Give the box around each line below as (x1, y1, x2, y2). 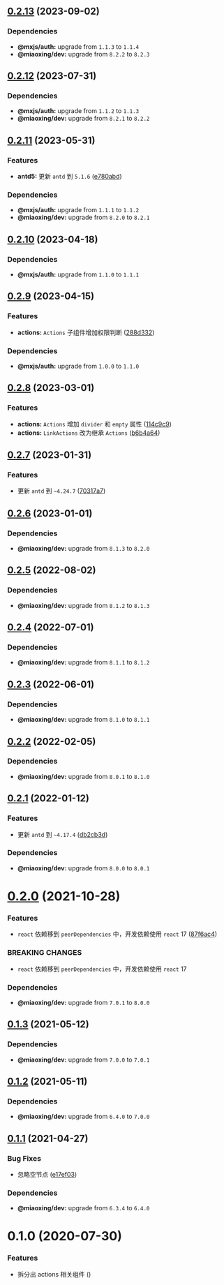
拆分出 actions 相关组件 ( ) (17, 1270, 91, 1278)
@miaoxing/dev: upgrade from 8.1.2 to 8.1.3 (17, 601, 150, 609)
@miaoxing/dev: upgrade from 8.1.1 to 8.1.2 (17, 658, 150, 667)
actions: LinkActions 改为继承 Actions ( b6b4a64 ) (17, 429, 160, 437)
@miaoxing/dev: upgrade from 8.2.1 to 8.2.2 (17, 114, 150, 123)
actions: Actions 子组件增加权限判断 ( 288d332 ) (17, 328, 155, 336)
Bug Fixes (7, 1153, 42, 1163)
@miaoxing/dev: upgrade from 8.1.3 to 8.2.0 (17, 544, 150, 553)
